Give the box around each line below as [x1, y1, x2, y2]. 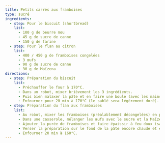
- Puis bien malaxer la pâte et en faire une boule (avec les [18, 94, 148, 99]
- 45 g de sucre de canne [18, 35, 71, 40]
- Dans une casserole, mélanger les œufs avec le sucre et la [18, 116, 148, 122]
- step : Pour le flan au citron [9, 44, 76, 49]
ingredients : [5, 16, 32, 21]
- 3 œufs [18, 57, 36, 62]
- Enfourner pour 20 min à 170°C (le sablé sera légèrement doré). [18, 99, 160, 104]
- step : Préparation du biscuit [9, 76, 76, 81]
